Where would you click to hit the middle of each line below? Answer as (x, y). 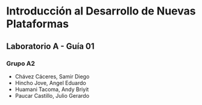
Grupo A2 (21, 63)
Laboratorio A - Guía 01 (50, 46)
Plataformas (38, 24)
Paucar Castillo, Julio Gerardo (52, 95)
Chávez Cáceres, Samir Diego (52, 76)
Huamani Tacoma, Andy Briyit (52, 89)
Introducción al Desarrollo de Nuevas (101, 11)
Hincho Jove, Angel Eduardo (50, 83)
